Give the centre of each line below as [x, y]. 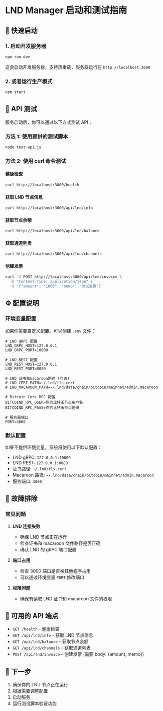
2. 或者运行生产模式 [29, 81]
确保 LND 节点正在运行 [43, 537]
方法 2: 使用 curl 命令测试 [36, 161]
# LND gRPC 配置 [21, 341]
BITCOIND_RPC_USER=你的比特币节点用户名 [44, 402]
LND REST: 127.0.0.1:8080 [40, 463]
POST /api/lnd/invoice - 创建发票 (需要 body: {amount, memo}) [78, 654]
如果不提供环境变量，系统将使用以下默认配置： [53, 447]
